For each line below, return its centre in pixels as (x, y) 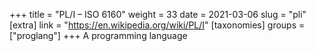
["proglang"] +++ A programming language (98, 35)
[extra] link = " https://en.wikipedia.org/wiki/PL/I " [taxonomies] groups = (157, 25)
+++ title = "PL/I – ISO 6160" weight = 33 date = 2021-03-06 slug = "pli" (158, 14)
